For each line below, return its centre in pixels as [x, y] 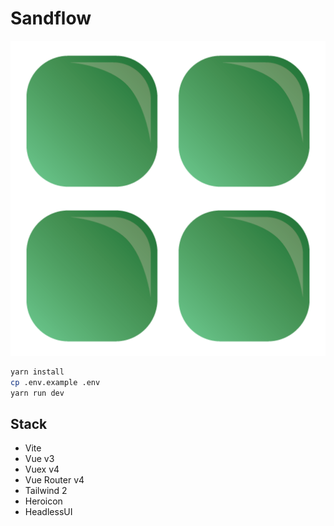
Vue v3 [39, 459]
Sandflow [51, 18]
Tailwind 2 [46, 491]
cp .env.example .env [55, 382]
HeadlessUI [48, 512]
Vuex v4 [42, 469]
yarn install [37, 372]
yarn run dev [37, 393]
